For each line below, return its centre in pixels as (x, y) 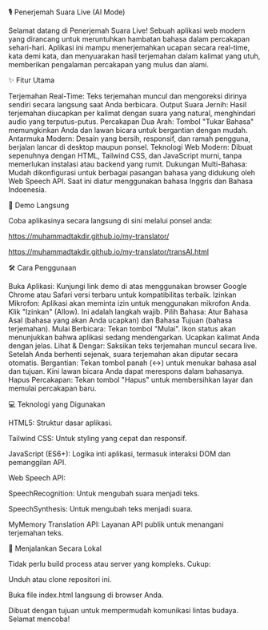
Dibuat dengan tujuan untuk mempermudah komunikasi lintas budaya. (124, 610)
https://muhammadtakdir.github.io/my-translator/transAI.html (109, 252)
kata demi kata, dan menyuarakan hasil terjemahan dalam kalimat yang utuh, (134, 56)
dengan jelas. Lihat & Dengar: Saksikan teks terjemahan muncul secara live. (133, 346)
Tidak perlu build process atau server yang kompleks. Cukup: (110, 564)
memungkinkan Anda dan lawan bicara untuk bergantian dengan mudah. (128, 130)
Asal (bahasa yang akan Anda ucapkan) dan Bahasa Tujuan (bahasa (120, 320)
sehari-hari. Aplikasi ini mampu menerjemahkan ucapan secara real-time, (129, 48)
